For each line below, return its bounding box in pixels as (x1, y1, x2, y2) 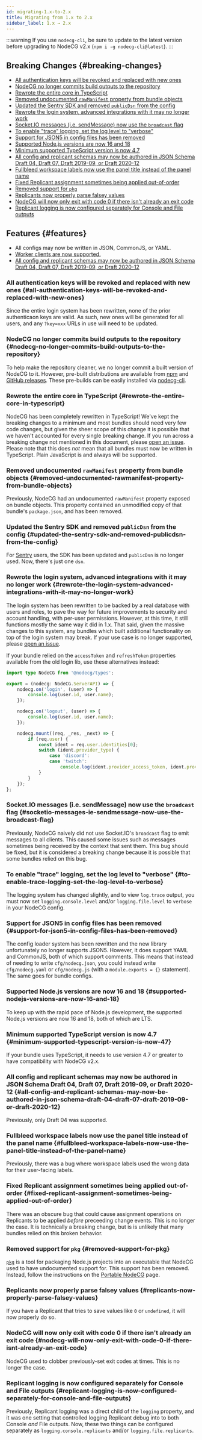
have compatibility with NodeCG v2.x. (6, 1058, 100, 1065)
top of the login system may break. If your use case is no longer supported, (6, 634, 193, 641)
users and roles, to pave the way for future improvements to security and (6, 608, 188, 615)
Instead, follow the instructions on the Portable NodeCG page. (6, 1271, 161, 1279)
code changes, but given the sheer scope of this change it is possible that (6, 425, 189, 432)
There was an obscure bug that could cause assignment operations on (6, 1210, 182, 1217)
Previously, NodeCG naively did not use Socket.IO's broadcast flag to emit (6, 829, 189, 837)
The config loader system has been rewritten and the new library (6, 940, 167, 947)
